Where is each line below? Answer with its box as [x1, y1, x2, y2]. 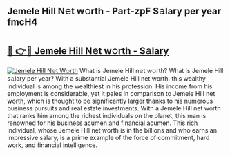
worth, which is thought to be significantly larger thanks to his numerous [7, 97, 213, 105]
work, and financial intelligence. [7, 141, 98, 149]
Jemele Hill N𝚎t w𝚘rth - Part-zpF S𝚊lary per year [7, 6, 222, 17]
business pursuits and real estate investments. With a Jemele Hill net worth [7, 104, 221, 113]
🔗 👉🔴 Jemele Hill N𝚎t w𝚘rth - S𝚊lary [7, 45, 169, 57]
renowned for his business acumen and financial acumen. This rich [7, 119, 198, 127]
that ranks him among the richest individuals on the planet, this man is [7, 112, 207, 119]
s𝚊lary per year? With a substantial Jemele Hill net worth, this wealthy [7, 75, 206, 82]
